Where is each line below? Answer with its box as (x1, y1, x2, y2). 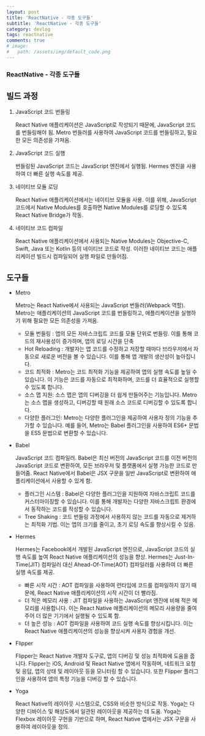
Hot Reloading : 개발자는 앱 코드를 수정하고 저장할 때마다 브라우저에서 (24, 345, 193, 352)
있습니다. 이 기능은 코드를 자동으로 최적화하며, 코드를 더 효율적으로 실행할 (24, 376, 199, 383)
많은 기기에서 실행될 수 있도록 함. (42, 612, 121, 620)
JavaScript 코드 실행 (15, 149, 65, 157)
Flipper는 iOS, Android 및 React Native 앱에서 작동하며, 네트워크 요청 (28, 660, 196, 667)
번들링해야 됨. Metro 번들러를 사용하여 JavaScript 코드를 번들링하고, (21, 129, 186, 136)
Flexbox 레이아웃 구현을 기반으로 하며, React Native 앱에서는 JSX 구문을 (15, 715, 190, 723)
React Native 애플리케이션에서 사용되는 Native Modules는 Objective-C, (15, 237, 189, 245)
